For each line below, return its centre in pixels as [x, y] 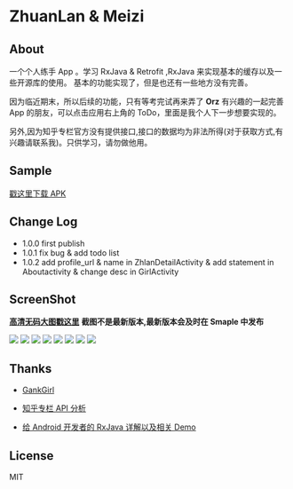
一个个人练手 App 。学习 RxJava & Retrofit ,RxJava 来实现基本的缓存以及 [142, 71]
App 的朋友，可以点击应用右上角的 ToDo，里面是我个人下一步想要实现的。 [145, 112]
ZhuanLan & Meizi [77, 16]
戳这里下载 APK [38, 193]
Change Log [44, 222]
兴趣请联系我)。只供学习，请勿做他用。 [81, 142]
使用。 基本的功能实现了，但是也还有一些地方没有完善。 [150, 83]
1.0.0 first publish [53, 243]
